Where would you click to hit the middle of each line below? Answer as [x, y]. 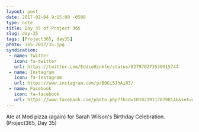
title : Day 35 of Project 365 [44, 28]
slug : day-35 [22, 34]
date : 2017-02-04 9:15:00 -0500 [46, 17]
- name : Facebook [30, 89]
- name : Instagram [31, 72]
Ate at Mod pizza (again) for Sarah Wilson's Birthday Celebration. [86, 117]
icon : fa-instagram [38, 78]
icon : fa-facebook [37, 94]
